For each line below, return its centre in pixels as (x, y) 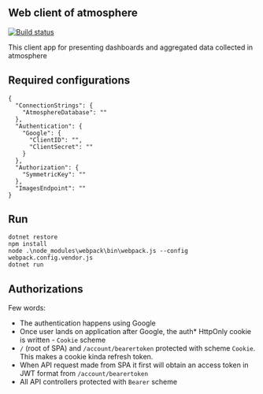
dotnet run (26, 265)
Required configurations (69, 81)
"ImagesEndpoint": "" (51, 188)
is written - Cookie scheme (63, 340)
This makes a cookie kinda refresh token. (86, 357)
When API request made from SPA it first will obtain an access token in (134, 365)
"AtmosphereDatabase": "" (65, 112)
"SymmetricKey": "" (54, 174)
